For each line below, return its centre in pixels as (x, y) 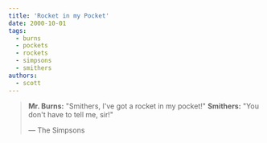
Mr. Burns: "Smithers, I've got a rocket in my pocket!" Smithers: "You (144, 106)
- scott (29, 83)
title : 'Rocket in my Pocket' (59, 16)
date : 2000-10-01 (37, 23)
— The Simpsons (56, 130)
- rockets (32, 53)
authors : (23, 76)
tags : (17, 31)
